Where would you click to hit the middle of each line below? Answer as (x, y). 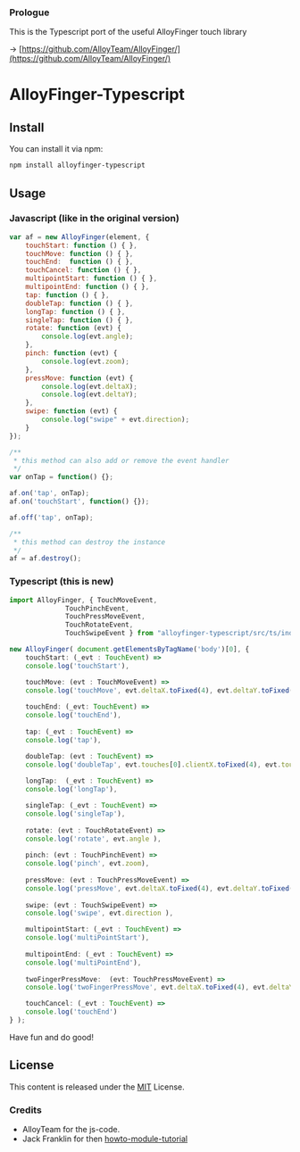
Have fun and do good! (51, 1037)
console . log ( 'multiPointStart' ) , (87, 938)
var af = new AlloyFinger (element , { (79, 237)
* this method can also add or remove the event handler (121, 460)
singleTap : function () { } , (79, 320)
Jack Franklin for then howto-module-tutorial (105, 1139)
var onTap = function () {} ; (62, 477)
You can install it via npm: (56, 149)
